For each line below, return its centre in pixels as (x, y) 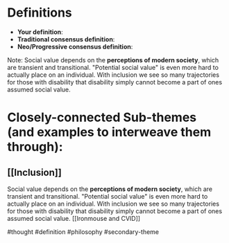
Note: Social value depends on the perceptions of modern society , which (113, 60)
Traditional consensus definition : (66, 39)
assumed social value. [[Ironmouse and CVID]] (74, 218)
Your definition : (40, 32)
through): (35, 147)
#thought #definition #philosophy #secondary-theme (83, 232)
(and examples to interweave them (109, 132)
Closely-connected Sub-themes (102, 117)
